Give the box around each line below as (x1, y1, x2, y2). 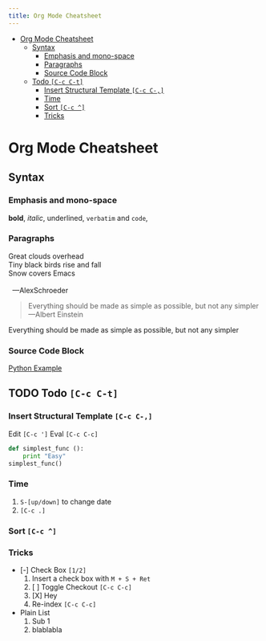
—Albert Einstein (27, 309, 84, 319)
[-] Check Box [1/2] (19, 565, 87, 574)
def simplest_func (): (8, 444, 84, 452)
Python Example (8, 363, 62, 374)
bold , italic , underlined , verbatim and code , (8, 213, 148, 223)
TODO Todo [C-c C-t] (8, 386, 119, 400)
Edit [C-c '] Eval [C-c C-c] (8, 429, 99, 439)
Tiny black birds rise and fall (8, 259, 102, 269)
